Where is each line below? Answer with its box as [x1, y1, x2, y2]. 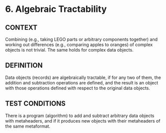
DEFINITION [5, 61, 43, 70]
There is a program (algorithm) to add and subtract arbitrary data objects [5, 113, 155, 119]
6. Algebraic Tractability [5, 3, 107, 15]
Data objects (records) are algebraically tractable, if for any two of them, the [5, 74, 162, 80]
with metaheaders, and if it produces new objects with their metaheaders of [5, 118, 161, 124]
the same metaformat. [5, 123, 51, 129]
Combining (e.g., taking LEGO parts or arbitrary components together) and [5, 36, 158, 42]
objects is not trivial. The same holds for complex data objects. [5, 47, 134, 53]
